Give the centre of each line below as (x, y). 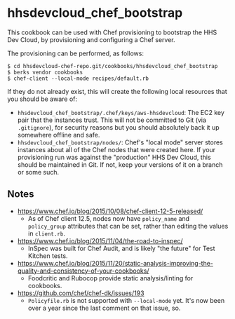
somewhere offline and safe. (59, 135)
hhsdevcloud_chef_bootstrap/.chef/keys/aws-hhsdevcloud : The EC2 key (121, 112)
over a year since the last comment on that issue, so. (104, 308)
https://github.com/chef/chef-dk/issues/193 (81, 293)
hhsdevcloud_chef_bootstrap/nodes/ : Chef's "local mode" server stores (120, 142)
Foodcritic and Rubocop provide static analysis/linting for (110, 278)
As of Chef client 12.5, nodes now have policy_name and (109, 218)
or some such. (38, 172)
